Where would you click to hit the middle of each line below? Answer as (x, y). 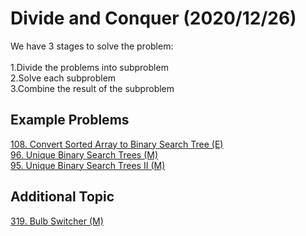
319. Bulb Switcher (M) (57, 221)
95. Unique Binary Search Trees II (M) (88, 165)
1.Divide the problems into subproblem (89, 67)
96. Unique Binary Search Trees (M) (84, 154)
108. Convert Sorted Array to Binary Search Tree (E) (117, 144)
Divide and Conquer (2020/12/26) (153, 18)
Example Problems (70, 120)
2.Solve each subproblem (63, 78)
